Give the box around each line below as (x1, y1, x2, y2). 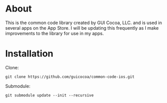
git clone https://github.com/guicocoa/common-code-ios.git (5, 74, 135, 79)
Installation (5, 48, 54, 59)
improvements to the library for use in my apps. (5, 30, 104, 36)
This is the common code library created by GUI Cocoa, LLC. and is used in (5, 20, 162, 26)
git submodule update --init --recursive (5, 92, 94, 98)
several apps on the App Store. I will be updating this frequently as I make (5, 25, 159, 31)
